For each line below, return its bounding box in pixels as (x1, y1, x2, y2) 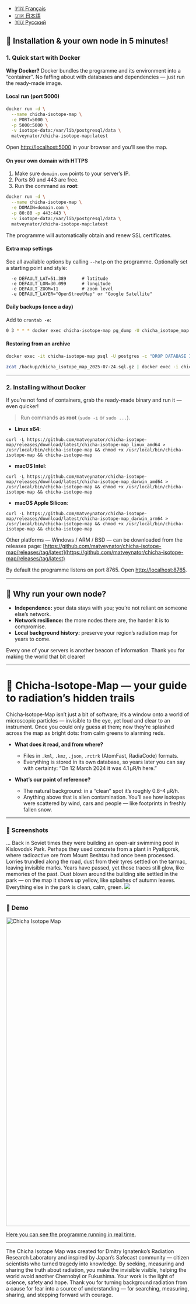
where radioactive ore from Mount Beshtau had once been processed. (6, 852, 175, 859)
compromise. (14, 623, 47, 630)
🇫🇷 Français (14, 5, 46, 12)
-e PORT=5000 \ (11, 117, 48, 122)
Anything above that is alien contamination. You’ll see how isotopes (23, 793, 185, 800)
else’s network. (14, 610, 51, 617)
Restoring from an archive (6, 340, 71, 347)
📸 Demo (6, 904, 29, 912)
